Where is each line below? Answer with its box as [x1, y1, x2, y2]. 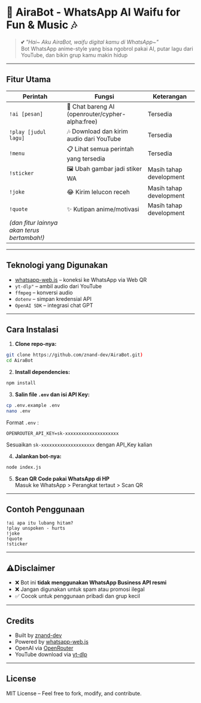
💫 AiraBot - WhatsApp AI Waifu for [6, 5, 181, 19]
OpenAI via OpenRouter [14, 644, 74, 652]
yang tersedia [66, 154, 106, 162]
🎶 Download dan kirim [66, 127, 129, 135]
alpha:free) [66, 117, 98, 125]
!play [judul [9, 128, 47, 135]
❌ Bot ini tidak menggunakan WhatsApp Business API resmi [14, 579, 167, 586]
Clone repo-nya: [14, 340, 57, 348]
